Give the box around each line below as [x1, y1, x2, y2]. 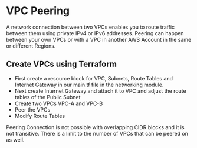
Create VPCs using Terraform [6, 59, 117, 69]
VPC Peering [6, 4, 70, 18]
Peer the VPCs [14, 106, 51, 113]
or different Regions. [6, 42, 56, 49]
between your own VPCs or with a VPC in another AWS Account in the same [6, 36, 192, 43]
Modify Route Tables [14, 112, 65, 119]
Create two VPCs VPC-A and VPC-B [14, 100, 103, 107]
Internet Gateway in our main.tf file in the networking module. [14, 81, 164, 88]
